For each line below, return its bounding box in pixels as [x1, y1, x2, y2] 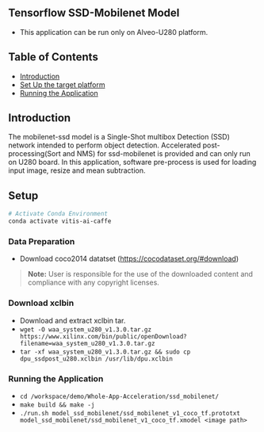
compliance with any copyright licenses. [27, 277, 160, 288]
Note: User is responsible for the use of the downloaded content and [27, 270, 254, 279]
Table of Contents [8, 51, 99, 64]
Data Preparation [8, 235, 75, 247]
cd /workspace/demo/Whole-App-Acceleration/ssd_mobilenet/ [19, 392, 220, 400]
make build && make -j [19, 400, 95, 409]
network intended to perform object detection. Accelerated [8, 140, 201, 150]
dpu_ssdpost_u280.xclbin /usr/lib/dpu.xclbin [19, 354, 173, 363]
